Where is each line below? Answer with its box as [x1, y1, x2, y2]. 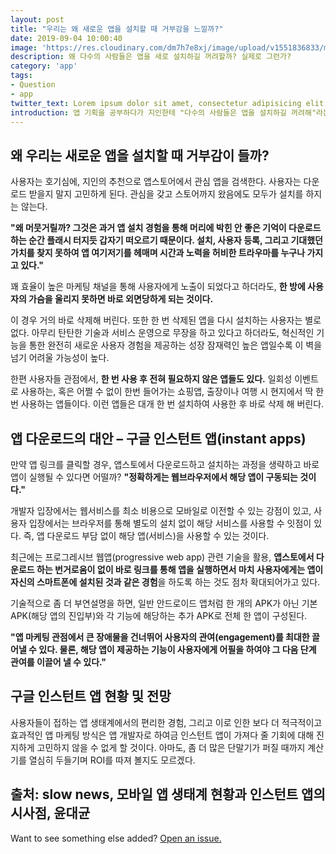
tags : [10, 71, 33, 81]
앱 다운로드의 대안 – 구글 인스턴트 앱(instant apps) [10, 430, 307, 447]
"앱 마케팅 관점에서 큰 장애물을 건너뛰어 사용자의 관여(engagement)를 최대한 [10, 631, 310, 643]
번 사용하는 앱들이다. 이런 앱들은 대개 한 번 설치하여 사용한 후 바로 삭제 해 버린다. [10, 398, 325, 410]
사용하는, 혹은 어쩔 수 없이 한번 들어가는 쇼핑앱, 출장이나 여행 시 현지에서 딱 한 [20, 386, 325, 398]
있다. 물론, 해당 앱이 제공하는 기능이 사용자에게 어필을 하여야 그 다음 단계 [38, 644, 317, 655]
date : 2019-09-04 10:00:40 [10, 33, 123, 43]
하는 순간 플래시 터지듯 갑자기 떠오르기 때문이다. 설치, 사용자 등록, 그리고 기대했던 [10, 234, 324, 246]
